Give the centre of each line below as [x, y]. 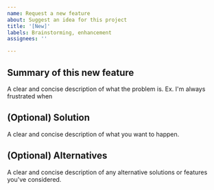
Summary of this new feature [71, 72]
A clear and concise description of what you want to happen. [93, 134]
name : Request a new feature [49, 13]
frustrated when [30, 96]
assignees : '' [27, 39]
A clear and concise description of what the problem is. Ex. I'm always [106, 89]
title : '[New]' [29, 26]
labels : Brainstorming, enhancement [59, 32]
